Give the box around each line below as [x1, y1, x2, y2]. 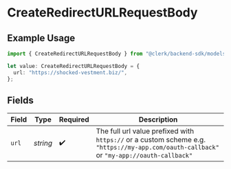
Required [58, 115, 89, 124]
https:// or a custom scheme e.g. [96, 135, 206, 145]
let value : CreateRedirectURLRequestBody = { [7, 63, 140, 69]
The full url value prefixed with [96, 126, 195, 136]
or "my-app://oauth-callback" [96, 150, 193, 160]
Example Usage [7, 32, 76, 44]
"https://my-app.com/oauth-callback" [96, 144, 220, 152]
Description [138, 115, 178, 124]
